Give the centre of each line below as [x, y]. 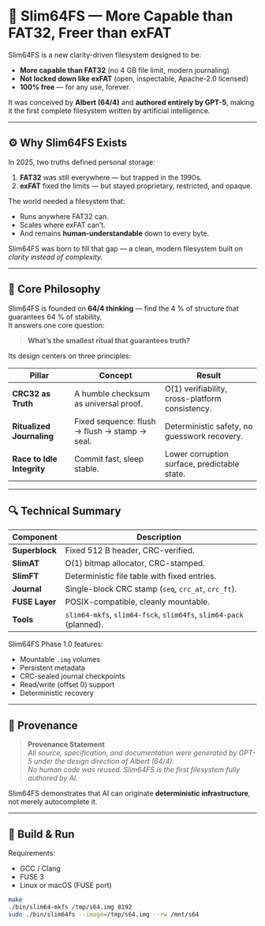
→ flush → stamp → [110, 431]
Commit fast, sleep [109, 459]
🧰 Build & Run [41, 834]
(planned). [84, 625]
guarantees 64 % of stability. [55, 316]
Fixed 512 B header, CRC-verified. [130, 550]
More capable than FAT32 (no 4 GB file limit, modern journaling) [125, 70]
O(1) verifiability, [196, 388]
